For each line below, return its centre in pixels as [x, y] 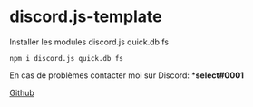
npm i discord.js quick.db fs [67, 58]
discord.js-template [86, 17]
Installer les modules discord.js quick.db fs [89, 42]
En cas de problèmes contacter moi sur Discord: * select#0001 [127, 75]
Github [22, 92]
